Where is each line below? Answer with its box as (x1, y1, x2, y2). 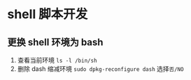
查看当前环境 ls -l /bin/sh (17, 56, 97, 64)
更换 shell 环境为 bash (7, 36, 104, 48)
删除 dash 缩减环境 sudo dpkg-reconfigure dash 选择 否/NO (17, 65, 184, 73)
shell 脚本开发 (7, 6, 88, 22)
